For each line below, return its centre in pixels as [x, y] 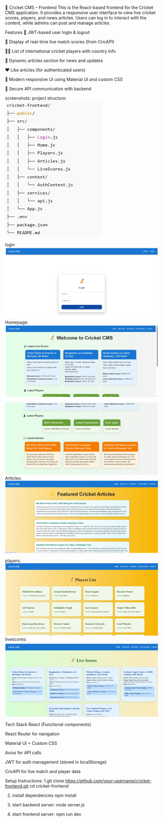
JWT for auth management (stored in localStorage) [56, 762]
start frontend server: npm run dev [47, 814]
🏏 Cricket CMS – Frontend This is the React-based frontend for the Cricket [79, 8]
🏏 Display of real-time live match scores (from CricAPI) [60, 42]
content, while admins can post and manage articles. [58, 23]
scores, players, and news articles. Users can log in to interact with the [76, 18]
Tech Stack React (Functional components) [48, 724]
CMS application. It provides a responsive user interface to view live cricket [81, 13]
